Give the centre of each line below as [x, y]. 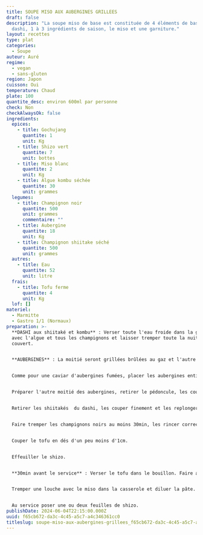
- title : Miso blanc [43, 164]
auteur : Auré [23, 57]
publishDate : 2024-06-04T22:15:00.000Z [56, 511]
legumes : [23, 197]
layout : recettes [28, 34]
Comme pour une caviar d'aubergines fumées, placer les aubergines [98, 376]
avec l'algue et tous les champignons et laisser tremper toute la [98, 338]
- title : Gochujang [42, 130]
